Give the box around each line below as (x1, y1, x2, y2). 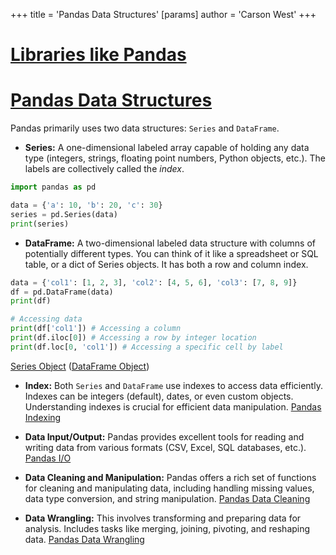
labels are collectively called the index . (24, 163, 185, 175)
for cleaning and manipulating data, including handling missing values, (24, 482, 315, 494)
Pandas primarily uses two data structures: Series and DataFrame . (10, 122, 280, 134)
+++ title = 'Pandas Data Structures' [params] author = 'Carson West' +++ (10, 9, 317, 20)
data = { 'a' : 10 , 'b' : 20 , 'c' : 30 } (10, 200, 163, 210)
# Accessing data (10, 314, 83, 324)
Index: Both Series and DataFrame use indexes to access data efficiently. (24, 379, 323, 391)
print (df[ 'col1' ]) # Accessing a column (10, 324, 182, 334)
